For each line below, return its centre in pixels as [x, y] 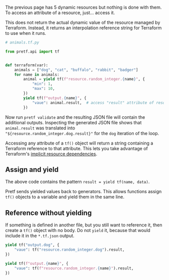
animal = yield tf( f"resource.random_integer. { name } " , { [84, 79]
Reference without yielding [49, 213]
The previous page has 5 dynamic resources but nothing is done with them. [83, 7]
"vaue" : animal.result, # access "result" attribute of [93, 103]
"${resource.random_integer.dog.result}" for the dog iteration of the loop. [82, 133]
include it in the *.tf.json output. [40, 236]
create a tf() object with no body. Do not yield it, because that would [78, 230]
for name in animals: [37, 75]
